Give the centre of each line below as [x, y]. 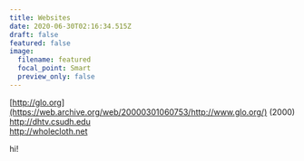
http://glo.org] [39, 102]
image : [22, 52]
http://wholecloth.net [49, 131]
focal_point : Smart [54, 69]
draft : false [34, 34]
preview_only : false [56, 77]
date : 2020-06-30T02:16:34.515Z [70, 26]
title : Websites [40, 18]
